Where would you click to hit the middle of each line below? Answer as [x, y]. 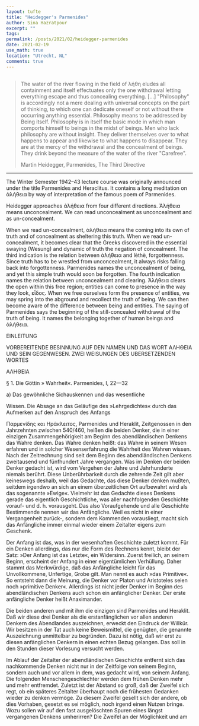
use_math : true [25, 50]
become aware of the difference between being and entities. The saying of [97, 305]
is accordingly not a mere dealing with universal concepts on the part [105, 103]
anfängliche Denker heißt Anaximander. [54, 599]
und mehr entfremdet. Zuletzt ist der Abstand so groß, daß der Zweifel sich [98, 685]
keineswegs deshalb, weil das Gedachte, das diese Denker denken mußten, [98, 480]
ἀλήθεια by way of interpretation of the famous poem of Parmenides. [91, 194]
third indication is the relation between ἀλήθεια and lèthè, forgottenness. [95, 255]
